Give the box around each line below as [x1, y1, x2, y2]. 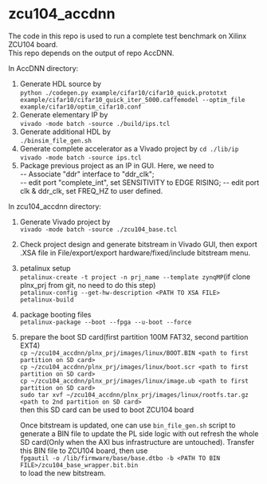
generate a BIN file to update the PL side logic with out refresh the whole [19, 428, 259, 439]
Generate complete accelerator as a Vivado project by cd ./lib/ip [19, 144, 239, 153]
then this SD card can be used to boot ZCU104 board [19, 404, 194, 415]
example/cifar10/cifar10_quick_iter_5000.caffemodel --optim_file [19, 96, 245, 104]
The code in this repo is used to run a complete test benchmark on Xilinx [8, 31, 247, 41]
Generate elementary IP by [19, 109, 108, 120]
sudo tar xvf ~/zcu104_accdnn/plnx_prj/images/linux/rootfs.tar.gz [19, 391, 249, 399]
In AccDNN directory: [8, 63, 79, 73]
